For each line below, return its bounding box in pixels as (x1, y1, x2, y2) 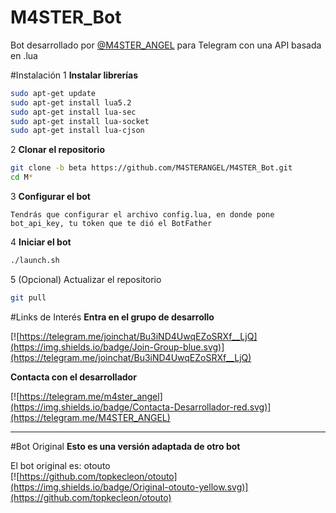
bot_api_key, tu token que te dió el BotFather (10, 219, 213, 229)
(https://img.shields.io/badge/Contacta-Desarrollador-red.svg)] (10, 401, 272, 413)
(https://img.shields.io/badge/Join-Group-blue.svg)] (10, 341, 225, 353)
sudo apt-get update (10, 88, 97, 98)
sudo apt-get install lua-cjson (10, 126, 145, 136)
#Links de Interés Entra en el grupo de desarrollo (10, 311, 215, 323)
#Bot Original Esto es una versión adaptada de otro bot (10, 440, 241, 452)
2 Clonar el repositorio (10, 144, 105, 156)
